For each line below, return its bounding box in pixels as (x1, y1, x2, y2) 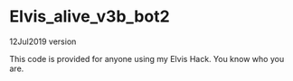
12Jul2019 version (9, 36, 77, 47)
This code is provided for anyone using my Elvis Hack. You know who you (9, 53, 285, 64)
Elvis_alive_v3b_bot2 (9, 6, 170, 27)
